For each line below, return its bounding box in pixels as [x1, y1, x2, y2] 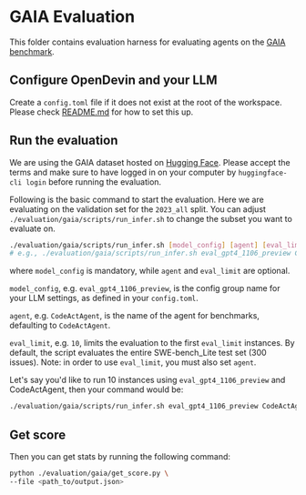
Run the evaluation [9, 133, 118, 148]
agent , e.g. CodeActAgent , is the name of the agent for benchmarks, [9, 310, 260, 321]
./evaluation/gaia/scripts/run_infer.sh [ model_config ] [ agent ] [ [9, 240, 267, 249]
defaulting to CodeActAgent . [9, 320, 111, 331]
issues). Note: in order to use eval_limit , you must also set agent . [9, 357, 257, 368]
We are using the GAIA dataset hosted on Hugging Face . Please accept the [9, 157, 291, 167]
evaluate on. [9, 223, 56, 234]
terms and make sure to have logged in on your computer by [9, 167, 237, 177]
